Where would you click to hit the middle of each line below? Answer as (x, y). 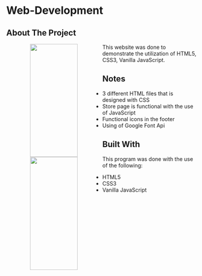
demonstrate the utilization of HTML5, (149, 54)
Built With (121, 144)
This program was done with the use (148, 159)
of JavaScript (119, 113)
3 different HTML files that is (138, 93)
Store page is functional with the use (148, 106)
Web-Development (55, 11)
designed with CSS (126, 99)
